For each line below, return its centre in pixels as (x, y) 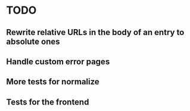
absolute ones (33, 41)
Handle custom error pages (58, 61)
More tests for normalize (53, 82)
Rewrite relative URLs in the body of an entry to (95, 32)
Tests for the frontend (48, 102)
